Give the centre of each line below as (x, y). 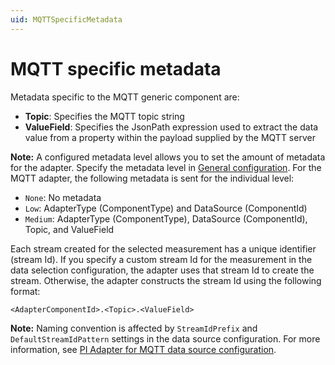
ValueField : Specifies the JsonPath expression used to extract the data (171, 127)
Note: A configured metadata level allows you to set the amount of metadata (168, 157)
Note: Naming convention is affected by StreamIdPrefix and (134, 328)
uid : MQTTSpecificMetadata (66, 19)
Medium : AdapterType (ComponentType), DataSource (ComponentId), (166, 218)
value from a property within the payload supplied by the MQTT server (170, 137)
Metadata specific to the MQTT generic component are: (125, 97)
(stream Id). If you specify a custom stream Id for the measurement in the (161, 259)
